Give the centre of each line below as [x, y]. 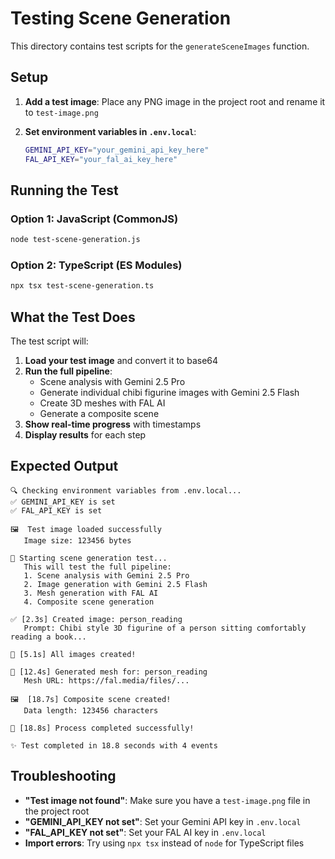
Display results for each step [85, 435]
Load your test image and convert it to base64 [121, 361]
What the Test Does [73, 317]
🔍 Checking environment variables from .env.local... [126, 490]
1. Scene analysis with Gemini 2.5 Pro [106, 575]
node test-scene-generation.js [75, 240]
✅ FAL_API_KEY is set [56, 510]
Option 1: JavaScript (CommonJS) [94, 219]
